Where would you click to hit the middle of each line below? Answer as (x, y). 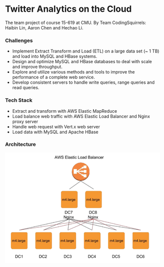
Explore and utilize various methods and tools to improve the (73, 72)
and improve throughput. (37, 67)
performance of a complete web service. (54, 77)
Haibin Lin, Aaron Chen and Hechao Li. (44, 27)
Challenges (19, 40)
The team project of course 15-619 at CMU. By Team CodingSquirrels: (76, 23)
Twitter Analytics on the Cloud (68, 9)
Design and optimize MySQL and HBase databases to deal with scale (82, 62)
